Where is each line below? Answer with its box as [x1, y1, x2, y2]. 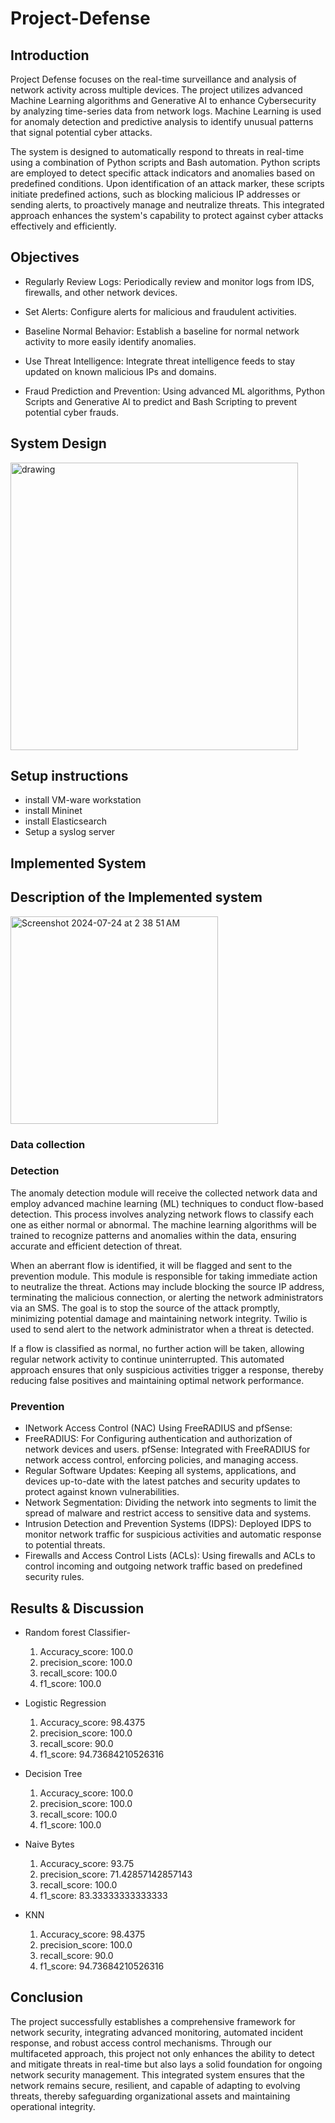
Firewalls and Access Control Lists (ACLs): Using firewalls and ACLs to [24, 1550, 316, 1562]
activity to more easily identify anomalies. [24, 335, 197, 347]
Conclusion [10, 1989, 84, 2006]
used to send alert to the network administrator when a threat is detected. [10, 1323, 315, 1335]
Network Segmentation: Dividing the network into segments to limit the [24, 1497, 317, 1509]
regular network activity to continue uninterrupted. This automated [10, 1353, 285, 1365]
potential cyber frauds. [24, 406, 119, 418]
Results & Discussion [10, 1600, 145, 1617]
